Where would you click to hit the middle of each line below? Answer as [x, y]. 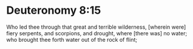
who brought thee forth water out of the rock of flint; [72, 39]
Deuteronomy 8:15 [54, 10]
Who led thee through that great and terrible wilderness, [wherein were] [96, 27]
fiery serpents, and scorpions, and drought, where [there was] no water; [97, 33]
